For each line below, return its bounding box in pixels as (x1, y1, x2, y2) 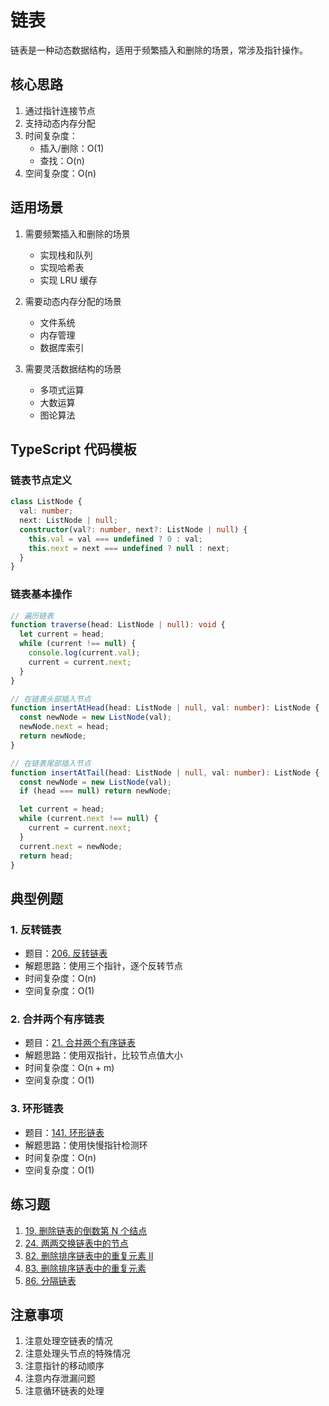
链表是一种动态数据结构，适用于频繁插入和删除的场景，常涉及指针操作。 (10, 44, 308, 56)
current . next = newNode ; (19, 841, 123, 851)
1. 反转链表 (10, 922, 62, 936)
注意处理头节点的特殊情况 (24, 1347, 131, 1360)
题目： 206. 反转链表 (24, 947, 108, 960)
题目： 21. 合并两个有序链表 (24, 1037, 136, 1049)
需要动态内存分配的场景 (24, 295, 122, 307)
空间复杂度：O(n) (24, 167, 97, 179)
